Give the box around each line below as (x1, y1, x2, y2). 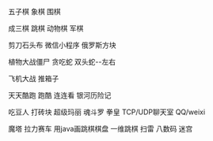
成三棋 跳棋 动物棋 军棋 (8, 24, 84, 33)
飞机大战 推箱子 (8, 74, 59, 83)
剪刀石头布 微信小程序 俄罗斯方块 (8, 40, 116, 50)
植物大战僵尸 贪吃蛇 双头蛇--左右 (8, 58, 116, 66)
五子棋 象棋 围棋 (8, 7, 61, 16)
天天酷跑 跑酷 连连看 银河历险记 (8, 91, 112, 100)
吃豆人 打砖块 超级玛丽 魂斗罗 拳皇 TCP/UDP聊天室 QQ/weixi (8, 107, 206, 117)
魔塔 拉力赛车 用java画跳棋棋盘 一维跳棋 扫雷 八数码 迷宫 (8, 124, 193, 133)
